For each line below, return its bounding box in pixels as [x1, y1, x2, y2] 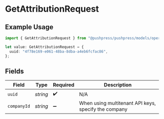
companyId [7, 103, 30, 109]
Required [53, 81, 75, 88]
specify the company [79, 106, 128, 113]
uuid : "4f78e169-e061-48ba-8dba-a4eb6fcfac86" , [9, 49, 108, 54]
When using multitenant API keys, [79, 100, 156, 107]
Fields [5, 67, 24, 75]
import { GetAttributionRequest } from [5, 36, 86, 40]
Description [104, 81, 132, 88]
